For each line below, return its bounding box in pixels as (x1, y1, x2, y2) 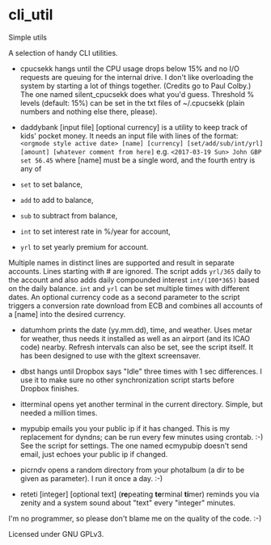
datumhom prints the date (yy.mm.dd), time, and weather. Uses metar (19, 325, 252, 335)
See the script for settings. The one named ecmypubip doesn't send (19, 441, 248, 450)
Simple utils (8, 32, 47, 42)
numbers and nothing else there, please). (19, 107, 158, 116)
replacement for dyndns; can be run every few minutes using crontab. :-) (19, 432, 264, 441)
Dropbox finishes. (19, 383, 79, 393)
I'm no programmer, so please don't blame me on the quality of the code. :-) (8, 513, 262, 523)
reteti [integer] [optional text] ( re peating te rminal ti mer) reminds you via (19, 489, 260, 499)
